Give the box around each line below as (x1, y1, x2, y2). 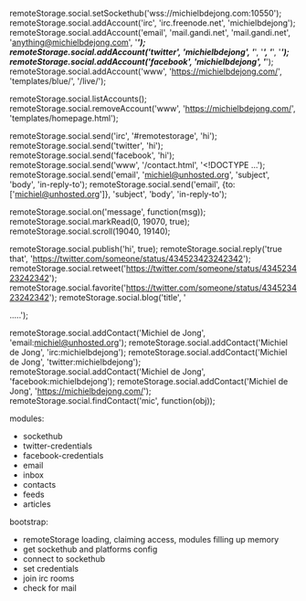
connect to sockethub (22, 554, 106, 564)
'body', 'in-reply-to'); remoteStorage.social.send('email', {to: (9, 179, 236, 190)
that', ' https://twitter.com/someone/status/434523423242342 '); (9, 253, 251, 264)
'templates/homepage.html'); (9, 113, 119, 123)
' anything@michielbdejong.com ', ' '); (9, 37, 146, 47)
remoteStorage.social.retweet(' (9, 263, 127, 273)
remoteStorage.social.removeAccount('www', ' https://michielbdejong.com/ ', (9, 103, 296, 113)
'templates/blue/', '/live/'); (9, 76, 107, 86)
